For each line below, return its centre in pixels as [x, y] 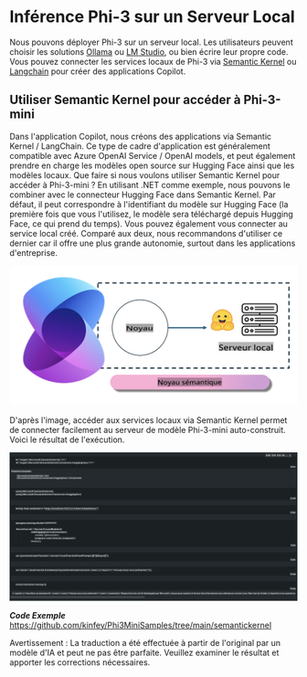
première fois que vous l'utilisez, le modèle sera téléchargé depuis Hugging [152, 214]
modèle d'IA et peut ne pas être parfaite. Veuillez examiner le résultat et [144, 652]
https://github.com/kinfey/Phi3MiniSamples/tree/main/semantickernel [141, 625]
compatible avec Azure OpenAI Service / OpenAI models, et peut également [153, 155]
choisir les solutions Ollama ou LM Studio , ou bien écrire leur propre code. [149, 51]
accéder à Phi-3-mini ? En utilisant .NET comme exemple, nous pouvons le [150, 185]
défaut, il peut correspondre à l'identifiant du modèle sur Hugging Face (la [149, 204]
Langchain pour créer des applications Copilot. [98, 71]
